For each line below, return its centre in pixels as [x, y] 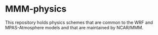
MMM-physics [36, 9]
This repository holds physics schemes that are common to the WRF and [79, 22]
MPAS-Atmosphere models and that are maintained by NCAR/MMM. [74, 27]
